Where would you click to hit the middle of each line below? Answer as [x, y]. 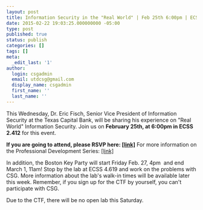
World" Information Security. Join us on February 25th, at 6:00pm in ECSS [100, 126]
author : [16, 68]
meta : [13, 57]
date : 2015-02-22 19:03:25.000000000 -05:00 [63, 23]
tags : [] [17, 51]
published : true [27, 34]
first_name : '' [31, 91]
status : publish [27, 40]
